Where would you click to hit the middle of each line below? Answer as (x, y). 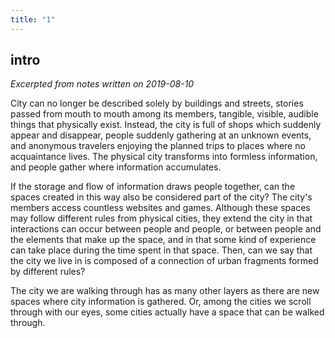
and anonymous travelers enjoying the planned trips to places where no (158, 146)
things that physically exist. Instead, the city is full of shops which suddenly (166, 125)
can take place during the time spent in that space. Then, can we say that (161, 250)
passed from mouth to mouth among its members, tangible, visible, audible (164, 114)
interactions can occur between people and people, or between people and (166, 229)
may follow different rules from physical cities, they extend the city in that (161, 218)
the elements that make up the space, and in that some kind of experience (163, 240)
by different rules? (48, 272)
